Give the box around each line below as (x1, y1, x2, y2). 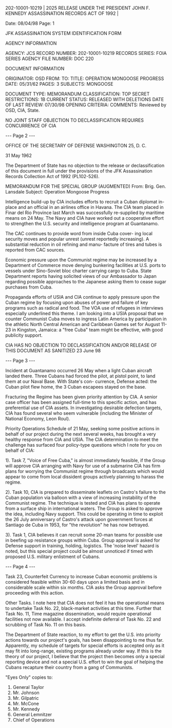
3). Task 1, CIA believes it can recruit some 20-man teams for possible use (5, 532, 163, 538)
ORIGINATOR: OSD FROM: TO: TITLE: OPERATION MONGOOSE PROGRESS (5, 75, 164, 82)
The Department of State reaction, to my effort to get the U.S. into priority (5, 631, 161, 638)
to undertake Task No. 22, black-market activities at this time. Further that (5, 605, 162, 611)
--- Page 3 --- (5, 357, 35, 363)
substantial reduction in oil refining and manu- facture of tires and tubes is (5, 241, 162, 247)
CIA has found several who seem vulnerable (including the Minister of (5, 410, 153, 416)
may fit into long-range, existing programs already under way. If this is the (5, 648, 162, 654)
